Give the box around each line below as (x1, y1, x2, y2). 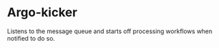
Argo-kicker (7, 5, 77, 20)
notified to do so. (7, 34, 55, 42)
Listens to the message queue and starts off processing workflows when (7, 27, 213, 35)
